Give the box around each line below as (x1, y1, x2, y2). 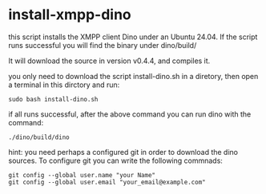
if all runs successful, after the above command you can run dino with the (8, 109, 252, 119)
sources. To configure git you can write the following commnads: (8, 156, 223, 165)
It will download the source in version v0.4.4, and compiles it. (8, 56, 211, 65)
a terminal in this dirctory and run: (8, 80, 120, 89)
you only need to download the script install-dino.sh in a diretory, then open (8, 71, 259, 81)
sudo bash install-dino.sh (8, 95, 99, 103)
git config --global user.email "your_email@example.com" (8, 178, 206, 186)
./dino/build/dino (8, 133, 70, 141)
